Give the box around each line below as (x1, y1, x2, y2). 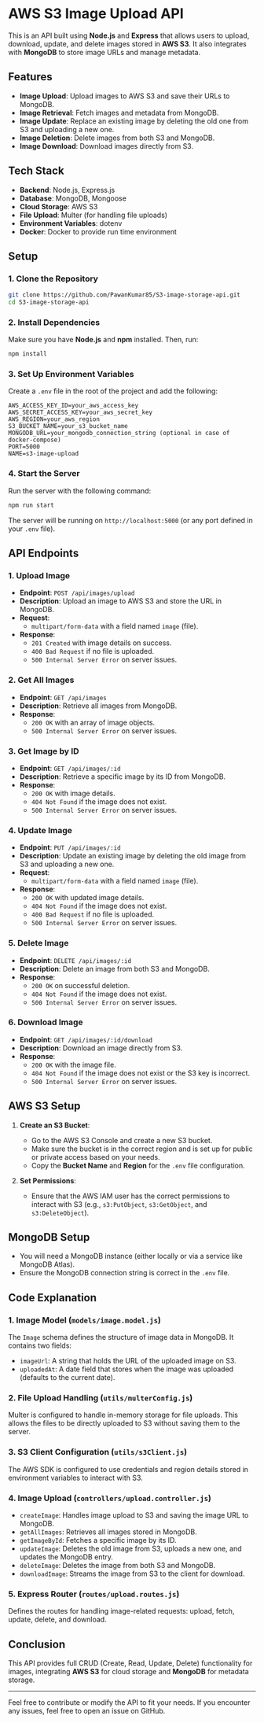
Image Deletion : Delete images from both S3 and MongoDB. (19, 133, 215, 142)
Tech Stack (8, 164, 64, 178)
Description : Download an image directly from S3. (19, 1043, 183, 1053)
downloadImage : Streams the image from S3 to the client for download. (19, 1569, 245, 1578)
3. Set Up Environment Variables (8, 369, 134, 380)
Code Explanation (8, 1291, 97, 1304)
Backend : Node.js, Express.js (19, 185, 115, 194)
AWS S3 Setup (8, 1099, 81, 1113)
